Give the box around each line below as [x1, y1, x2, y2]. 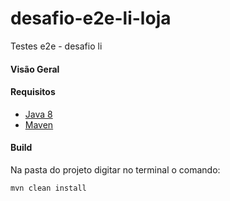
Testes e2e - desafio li [10, 40, 103, 52]
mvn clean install [10, 183, 87, 193]
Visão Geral [10, 63, 60, 75]
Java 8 [24, 108, 53, 120]
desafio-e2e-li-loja [10, 7, 172, 30]
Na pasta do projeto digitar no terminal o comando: [10, 163, 221, 176]
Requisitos [10, 86, 56, 98]
